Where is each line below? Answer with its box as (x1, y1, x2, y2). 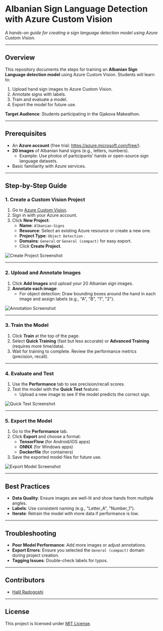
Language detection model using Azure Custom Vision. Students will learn (5, 71, 155, 77)
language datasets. (19, 158, 58, 163)
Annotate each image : (12, 285, 58, 291)
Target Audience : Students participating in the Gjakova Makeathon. (5, 111, 141, 117)
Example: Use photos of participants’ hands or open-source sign (19, 153, 149, 159)
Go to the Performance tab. (12, 428, 68, 435)
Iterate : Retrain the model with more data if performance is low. (12, 511, 139, 517)
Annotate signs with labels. (12, 91, 66, 97)
